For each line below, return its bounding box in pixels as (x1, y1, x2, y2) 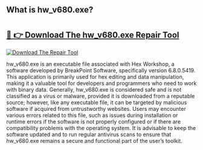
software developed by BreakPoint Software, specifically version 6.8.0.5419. (6, 67, 196, 74)
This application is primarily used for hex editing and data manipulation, (6, 73, 184, 80)
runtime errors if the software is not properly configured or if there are (6, 118, 181, 125)
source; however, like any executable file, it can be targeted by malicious (6, 99, 187, 106)
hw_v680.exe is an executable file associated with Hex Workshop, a (6, 60, 175, 67)
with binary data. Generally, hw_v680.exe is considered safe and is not (6, 86, 182, 93)
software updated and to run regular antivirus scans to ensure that (6, 131, 172, 138)
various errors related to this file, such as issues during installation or (6, 111, 178, 119)
